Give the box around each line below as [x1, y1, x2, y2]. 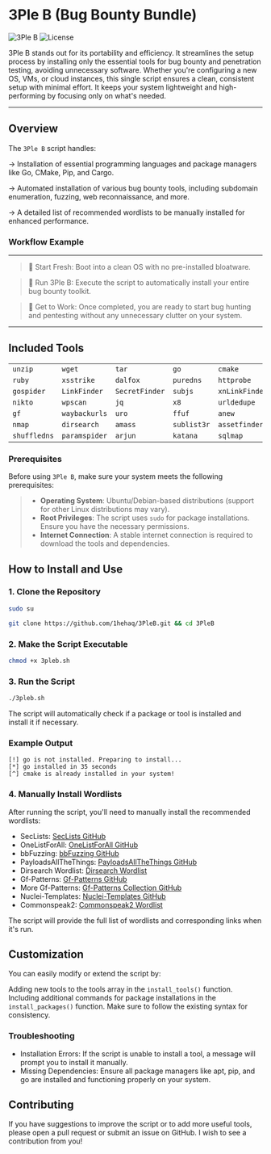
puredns [173, 376, 202, 384]
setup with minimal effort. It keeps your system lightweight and [8, 82, 218, 92]
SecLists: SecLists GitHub [19, 831, 106, 841]
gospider [12, 386, 46, 396]
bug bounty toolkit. [27, 287, 91, 296]
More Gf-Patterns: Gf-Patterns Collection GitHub [19, 883, 182, 892]
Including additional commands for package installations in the [8, 993, 216, 1003]
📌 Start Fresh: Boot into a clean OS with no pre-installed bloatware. [27, 262, 252, 272]
